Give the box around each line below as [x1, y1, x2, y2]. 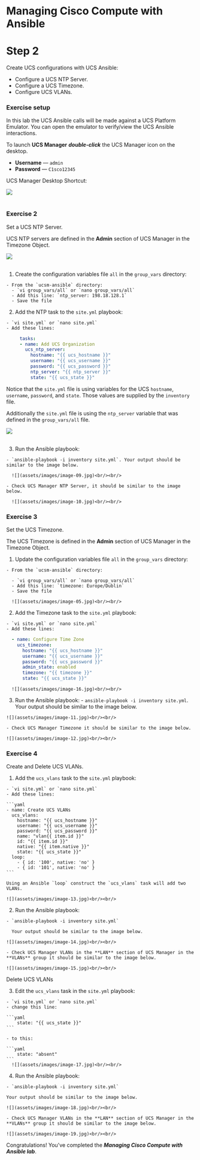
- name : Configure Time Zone [11, 636, 84, 643]
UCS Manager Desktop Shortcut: [6, 177, 87, 184]
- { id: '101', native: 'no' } [17, 865, 95, 871]
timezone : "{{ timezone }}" [22, 670, 93, 676]
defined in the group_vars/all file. [6, 416, 90, 423]
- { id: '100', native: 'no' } [17, 860, 95, 866]
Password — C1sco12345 [14, 166, 76, 173]
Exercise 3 [6, 512, 38, 521]
